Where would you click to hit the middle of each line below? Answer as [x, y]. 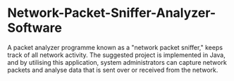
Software [35, 28]
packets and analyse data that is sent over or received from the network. [113, 70]
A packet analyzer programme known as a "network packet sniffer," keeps [115, 47]
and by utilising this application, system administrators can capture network [117, 62]
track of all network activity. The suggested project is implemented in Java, [116, 55]
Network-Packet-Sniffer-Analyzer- [112, 13]
